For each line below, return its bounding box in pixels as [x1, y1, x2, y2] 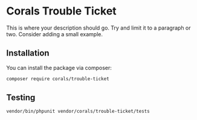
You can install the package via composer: [6, 64, 112, 71]
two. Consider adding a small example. [6, 30, 103, 37]
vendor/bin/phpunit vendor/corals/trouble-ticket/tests [6, 109, 150, 115]
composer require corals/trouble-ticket [6, 75, 110, 82]
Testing [6, 92, 36, 103]
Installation [6, 48, 50, 58]
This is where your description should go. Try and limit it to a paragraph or [6, 24, 192, 31]
